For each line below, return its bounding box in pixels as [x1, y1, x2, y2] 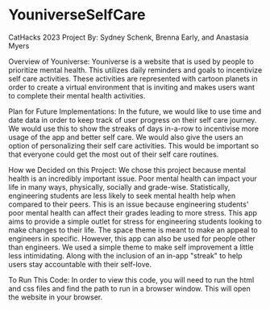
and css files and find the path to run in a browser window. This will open [8, 283, 251, 293]
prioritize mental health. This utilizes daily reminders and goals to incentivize [8, 65, 263, 74]
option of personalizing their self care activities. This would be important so [8, 140, 260, 150]
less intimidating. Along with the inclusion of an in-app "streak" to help [8, 250, 243, 260]
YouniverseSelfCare [8, 6, 146, 24]
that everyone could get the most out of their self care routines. [8, 149, 219, 159]
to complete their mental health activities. [8, 90, 146, 100]
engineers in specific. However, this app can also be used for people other [8, 233, 255, 243]
